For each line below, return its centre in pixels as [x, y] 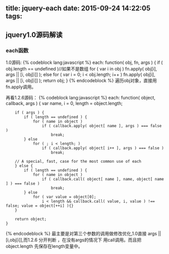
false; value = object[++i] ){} [40, 206]
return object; [31, 219]
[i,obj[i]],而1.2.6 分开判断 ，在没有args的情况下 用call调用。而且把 [74, 240]
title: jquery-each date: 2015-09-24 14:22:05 [78, 8]
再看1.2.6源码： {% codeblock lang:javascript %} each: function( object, [81, 98]
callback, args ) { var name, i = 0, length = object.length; [64, 103]
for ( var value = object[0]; [64, 197]
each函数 [17, 50]
